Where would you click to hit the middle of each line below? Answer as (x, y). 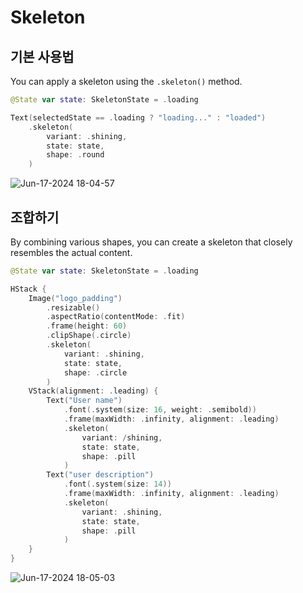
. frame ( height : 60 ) (87, 326)
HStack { (28, 289)
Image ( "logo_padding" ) (75, 298)
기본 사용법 (42, 56)
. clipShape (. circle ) (89, 336)
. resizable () (73, 307)
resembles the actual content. (71, 252)
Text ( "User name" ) (84, 401)
